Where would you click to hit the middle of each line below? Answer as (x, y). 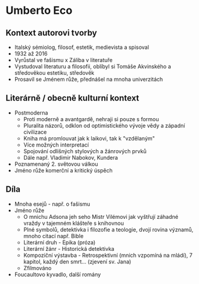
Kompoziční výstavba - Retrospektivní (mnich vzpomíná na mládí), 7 (108, 255)
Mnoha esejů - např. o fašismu (52, 204)
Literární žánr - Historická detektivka (69, 248)
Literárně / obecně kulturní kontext (72, 98)
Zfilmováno (37, 268)
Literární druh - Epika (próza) (59, 242)
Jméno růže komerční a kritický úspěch (63, 170)
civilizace (35, 132)
